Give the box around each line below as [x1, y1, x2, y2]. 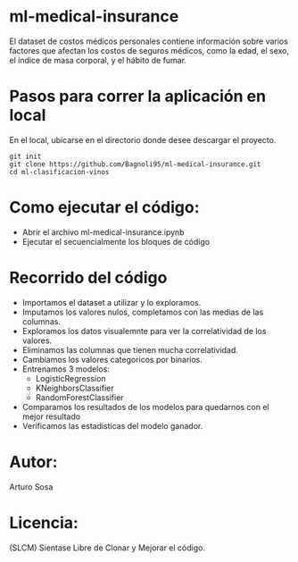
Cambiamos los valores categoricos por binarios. [21, 354, 203, 365]
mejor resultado [21, 411, 81, 422]
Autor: [9, 451, 58, 472]
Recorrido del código [9, 268, 168, 288]
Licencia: [9, 512, 79, 533]
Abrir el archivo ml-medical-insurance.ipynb [21, 226, 185, 238]
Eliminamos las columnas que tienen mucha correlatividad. [21, 344, 239, 355]
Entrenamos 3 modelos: [21, 364, 110, 374]
